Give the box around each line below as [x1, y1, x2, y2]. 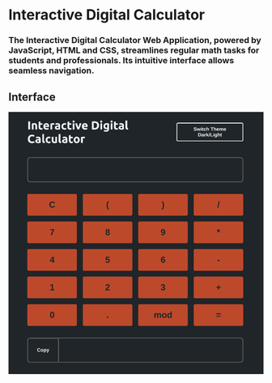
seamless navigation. [8, 65, 95, 76]
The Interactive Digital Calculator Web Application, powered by [8, 35, 261, 46]
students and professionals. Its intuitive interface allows [8, 55, 235, 66]
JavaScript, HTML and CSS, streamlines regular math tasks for [8, 45, 260, 56]
